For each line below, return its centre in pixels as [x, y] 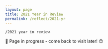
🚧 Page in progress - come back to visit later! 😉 [54, 41]
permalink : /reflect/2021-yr [35, 19]
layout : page [19, 10]
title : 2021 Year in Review [34, 14]
